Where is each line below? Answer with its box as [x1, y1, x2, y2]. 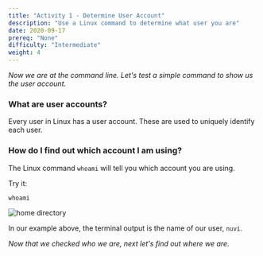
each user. [8, 125, 43, 135]
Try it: [8, 178, 28, 188]
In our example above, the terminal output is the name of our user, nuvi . [8, 223, 243, 233]
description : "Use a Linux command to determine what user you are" [8, 19, 240, 27]
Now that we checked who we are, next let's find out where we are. [8, 239, 230, 248]
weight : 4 [8, 48, 41, 56]
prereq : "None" [8, 33, 59, 42]
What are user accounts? [8, 99, 107, 110]
